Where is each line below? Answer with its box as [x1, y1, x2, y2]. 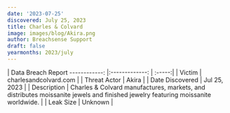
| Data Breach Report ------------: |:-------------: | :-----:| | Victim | [7, 68, 202, 77]
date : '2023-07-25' [7, 10, 65, 17]
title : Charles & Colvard [7, 23, 83, 30]
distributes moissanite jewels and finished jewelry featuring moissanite [7, 90, 212, 98]
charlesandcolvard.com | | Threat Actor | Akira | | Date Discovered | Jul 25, [7, 75, 224, 84]
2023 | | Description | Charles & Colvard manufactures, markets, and [7, 83, 205, 91]
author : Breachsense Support [7, 36, 93, 43]
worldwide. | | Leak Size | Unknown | [7, 98, 114, 106]
